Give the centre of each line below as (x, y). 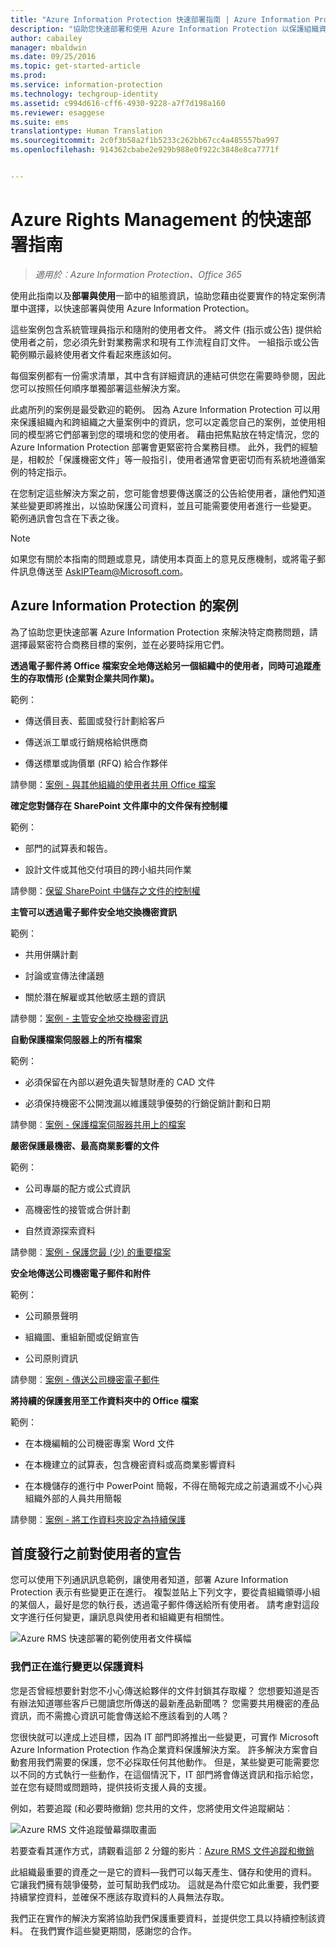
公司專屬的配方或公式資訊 (77, 1188)
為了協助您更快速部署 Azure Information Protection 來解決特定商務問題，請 (164, 632)
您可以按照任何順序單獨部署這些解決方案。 (98, 388)
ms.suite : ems (40, 122)
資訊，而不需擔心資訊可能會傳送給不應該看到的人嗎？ (120, 1715)
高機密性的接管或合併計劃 (77, 1209)
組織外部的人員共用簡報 (73, 1498)
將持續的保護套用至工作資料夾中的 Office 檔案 (104, 1400)
